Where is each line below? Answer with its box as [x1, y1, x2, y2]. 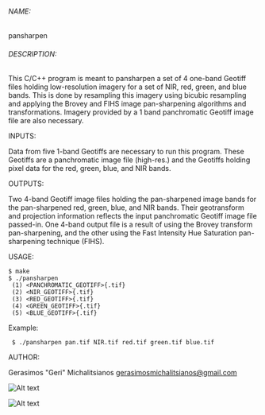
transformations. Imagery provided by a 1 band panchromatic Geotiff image [8, 107, 254, 117]
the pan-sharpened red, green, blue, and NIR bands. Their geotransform [8, 203, 244, 212]
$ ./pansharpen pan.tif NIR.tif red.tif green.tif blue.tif [11, 339, 215, 347]
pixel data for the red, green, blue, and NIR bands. [8, 164, 172, 173]
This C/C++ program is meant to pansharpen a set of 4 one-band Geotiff [8, 74, 247, 83]
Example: [8, 323, 39, 333]
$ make [8, 267, 30, 276]
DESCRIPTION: [8, 48, 57, 59]
